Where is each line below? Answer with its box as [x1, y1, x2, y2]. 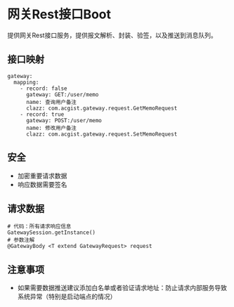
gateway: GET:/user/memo [25, 91, 99, 98]
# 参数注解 [7, 237, 35, 244]
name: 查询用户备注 [25, 98, 77, 105]
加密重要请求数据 [17, 171, 67, 180]
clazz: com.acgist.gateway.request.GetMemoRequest [25, 105, 178, 112]
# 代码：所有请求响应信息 [7, 223, 72, 230]
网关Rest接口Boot [7, 6, 111, 22]
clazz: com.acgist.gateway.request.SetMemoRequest [25, 131, 178, 138]
